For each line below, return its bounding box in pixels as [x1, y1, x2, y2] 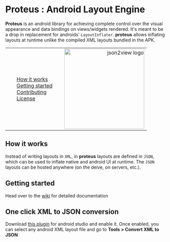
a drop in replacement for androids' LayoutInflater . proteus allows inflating [5, 31, 165, 37]
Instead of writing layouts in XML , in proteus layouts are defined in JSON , [5, 153, 155, 159]
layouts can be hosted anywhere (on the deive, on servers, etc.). [5, 164, 141, 170]
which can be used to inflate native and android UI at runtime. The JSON [5, 158, 155, 165]
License [16, 95, 36, 102]
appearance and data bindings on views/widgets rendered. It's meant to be [5, 26, 163, 32]
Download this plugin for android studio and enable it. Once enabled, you [5, 221, 159, 227]
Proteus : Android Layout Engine [5, 4, 145, 15]
